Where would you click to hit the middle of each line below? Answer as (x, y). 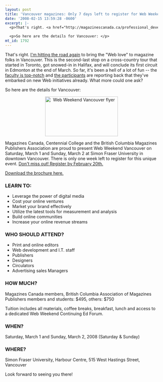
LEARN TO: (18, 186)
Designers (22, 260)
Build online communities (37, 217)
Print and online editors (35, 245)
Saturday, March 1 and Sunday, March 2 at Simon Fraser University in (74, 153)
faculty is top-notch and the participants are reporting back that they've (77, 75)
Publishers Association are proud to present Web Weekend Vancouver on (78, 148)
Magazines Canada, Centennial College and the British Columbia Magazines (81, 143)
